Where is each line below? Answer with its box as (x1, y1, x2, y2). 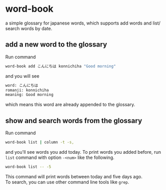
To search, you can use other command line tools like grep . (5, 179, 129, 185)
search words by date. (5, 25, 53, 31)
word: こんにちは (5, 83, 38, 88)
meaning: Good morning (5, 92, 54, 98)
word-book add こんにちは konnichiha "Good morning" (5, 63, 116, 69)
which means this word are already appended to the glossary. (5, 102, 135, 108)
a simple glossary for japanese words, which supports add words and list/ (5, 20, 161, 26)
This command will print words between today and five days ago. (5, 173, 143, 179)
